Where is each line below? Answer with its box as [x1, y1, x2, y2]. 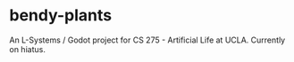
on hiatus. [9, 43, 46, 54]
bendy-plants [9, 5, 113, 26]
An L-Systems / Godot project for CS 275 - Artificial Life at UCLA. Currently [9, 35, 286, 45]
